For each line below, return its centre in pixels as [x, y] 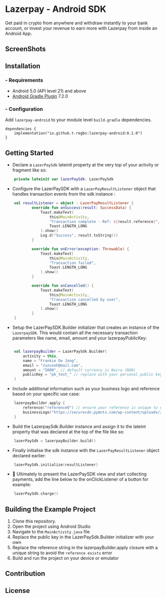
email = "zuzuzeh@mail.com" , [53, 365]
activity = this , [41, 356]
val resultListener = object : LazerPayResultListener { [74, 203]
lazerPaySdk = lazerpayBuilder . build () [55, 441]
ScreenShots [25, 49]
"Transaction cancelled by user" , [85, 299]
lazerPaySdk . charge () [36, 494]
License [18, 590]
